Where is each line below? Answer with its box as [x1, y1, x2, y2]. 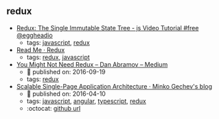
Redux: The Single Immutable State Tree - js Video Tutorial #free [16, 23, 199, 32]
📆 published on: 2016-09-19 [26, 67, 106, 76]
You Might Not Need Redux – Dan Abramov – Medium [16, 60, 168, 68]
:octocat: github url [26, 104, 81, 112]
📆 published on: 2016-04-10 [26, 89, 106, 98]
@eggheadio [16, 31, 53, 39]
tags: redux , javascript [26, 53, 90, 61]
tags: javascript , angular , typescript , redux [26, 96, 147, 105]
